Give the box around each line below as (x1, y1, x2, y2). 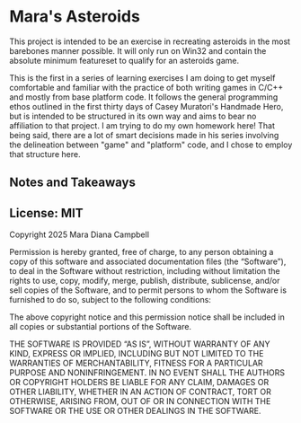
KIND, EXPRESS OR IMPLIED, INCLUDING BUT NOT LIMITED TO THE (9, 348, 264, 359)
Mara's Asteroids (9, 6, 141, 27)
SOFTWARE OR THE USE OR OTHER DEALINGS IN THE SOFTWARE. (9, 406, 261, 417)
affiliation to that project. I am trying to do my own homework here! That (9, 119, 276, 131)
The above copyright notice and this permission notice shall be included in (9, 312, 285, 322)
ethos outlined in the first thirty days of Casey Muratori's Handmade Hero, (9, 101, 284, 111)
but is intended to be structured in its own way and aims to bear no (9, 110, 257, 121)
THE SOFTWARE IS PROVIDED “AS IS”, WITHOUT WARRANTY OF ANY (9, 339, 270, 349)
